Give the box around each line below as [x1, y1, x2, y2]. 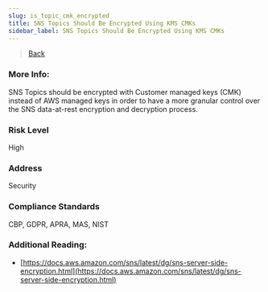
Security [8, 181, 36, 191]
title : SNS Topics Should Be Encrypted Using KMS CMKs [8, 19, 196, 27]
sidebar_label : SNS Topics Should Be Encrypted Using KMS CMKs [8, 27, 225, 35]
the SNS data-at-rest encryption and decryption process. [8, 104, 199, 113]
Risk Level [8, 124, 50, 135]
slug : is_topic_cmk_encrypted [8, 11, 110, 20]
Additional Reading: [8, 239, 88, 250]
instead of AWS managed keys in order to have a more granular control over [8, 96, 261, 105]
